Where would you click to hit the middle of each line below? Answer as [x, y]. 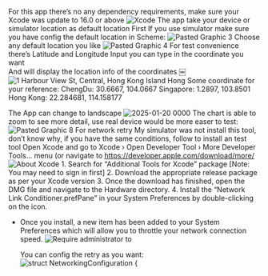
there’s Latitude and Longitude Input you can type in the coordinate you [126, 54]
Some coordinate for [221, 80]
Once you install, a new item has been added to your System [120, 222]
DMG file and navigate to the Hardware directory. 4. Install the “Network [127, 190]
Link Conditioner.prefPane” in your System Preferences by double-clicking [131, 198]
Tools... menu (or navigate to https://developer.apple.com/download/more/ [131, 156]
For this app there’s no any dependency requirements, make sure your [124, 12]
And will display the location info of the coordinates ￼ [97, 72]
